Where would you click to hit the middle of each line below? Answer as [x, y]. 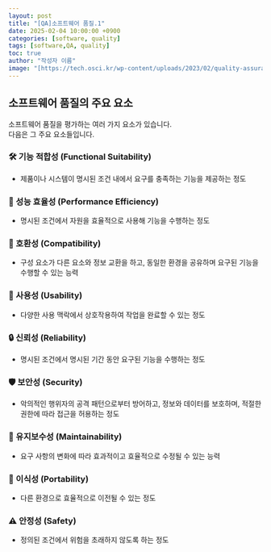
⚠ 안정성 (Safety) [42, 521]
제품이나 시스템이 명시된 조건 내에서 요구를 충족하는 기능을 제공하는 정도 [133, 178]
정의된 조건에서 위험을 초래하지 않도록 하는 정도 [94, 540]
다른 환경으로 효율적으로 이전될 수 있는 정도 [88, 498]
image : [19, 69]
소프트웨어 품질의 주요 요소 [71, 103]
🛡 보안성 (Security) [46, 382]
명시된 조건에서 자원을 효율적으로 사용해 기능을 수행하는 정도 [115, 221]
